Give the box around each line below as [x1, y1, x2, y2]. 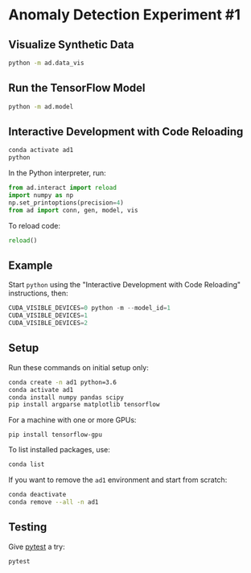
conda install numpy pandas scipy [8, 393, 125, 402]
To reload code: [8, 221, 60, 230]
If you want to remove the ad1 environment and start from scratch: [8, 475, 228, 484]
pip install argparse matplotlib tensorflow [8, 401, 160, 409]
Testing [8, 521, 47, 534]
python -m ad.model [8, 102, 74, 110]
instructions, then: [8, 288, 68, 299]
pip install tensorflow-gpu [8, 431, 103, 439]
